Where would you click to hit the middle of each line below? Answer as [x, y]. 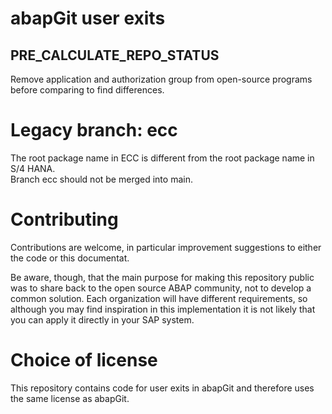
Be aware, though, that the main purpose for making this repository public [162, 277]
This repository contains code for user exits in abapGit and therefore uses [162, 388]
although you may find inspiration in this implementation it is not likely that [163, 309]
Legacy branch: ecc [94, 130]
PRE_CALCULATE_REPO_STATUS [115, 55]
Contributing [64, 219]
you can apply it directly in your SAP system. [102, 319]
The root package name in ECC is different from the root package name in [162, 158]
